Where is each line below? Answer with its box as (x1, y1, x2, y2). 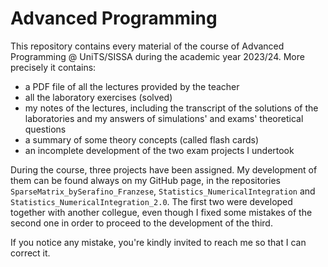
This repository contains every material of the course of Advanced (10, 40, 285, 52)
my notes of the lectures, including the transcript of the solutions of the (24, 102, 319, 114)
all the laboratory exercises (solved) (24, 91, 173, 103)
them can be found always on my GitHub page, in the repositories (10, 174, 281, 186)
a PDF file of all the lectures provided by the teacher (24, 80, 240, 92)
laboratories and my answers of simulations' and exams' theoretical (24, 112, 304, 124)
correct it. (10, 247, 51, 259)
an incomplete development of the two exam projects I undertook (24, 144, 295, 156)
